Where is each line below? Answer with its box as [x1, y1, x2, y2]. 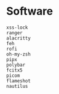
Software [6, 4, 53, 18]
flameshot [6, 78, 31, 84]
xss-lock [6, 24, 28, 31]
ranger [6, 29, 23, 36]
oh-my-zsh [6, 51, 31, 57]
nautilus [6, 83, 28, 89]
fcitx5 [6, 67, 23, 73]
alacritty [6, 35, 31, 41]
